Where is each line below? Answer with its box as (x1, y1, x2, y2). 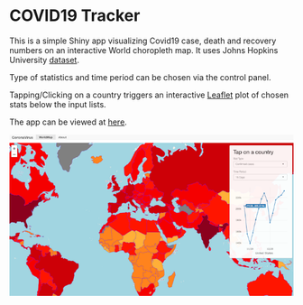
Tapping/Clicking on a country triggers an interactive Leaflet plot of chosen (9, 89, 289, 100)
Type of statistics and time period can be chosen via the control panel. (9, 71, 271, 82)
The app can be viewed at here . (9, 116, 128, 127)
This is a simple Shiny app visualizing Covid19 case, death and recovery (9, 35, 277, 46)
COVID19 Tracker (9, 5, 141, 26)
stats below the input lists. (9, 98, 106, 109)
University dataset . (9, 54, 79, 65)
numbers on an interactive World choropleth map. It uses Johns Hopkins (9, 44, 279, 55)
